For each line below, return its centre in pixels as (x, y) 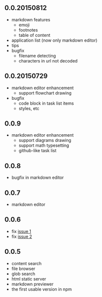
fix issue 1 (21, 231)
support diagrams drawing (45, 141)
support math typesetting (44, 145)
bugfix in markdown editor (38, 178)
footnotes (28, 30)
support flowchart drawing (45, 93)
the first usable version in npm (42, 289)
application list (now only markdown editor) (54, 40)
